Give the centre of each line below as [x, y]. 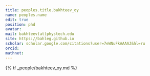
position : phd [20, 24]
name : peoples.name [26, 15]
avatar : [14, 29]
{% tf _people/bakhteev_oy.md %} [41, 68]
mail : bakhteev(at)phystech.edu [40, 34]
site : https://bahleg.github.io [40, 39]
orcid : [12, 48]
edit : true [17, 20]
